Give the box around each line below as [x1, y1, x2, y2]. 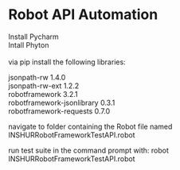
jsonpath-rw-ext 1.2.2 [8, 81, 80, 91]
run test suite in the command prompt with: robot [8, 145, 170, 155]
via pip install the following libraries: [8, 57, 126, 67]
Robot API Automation [8, 6, 158, 24]
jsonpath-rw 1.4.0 [8, 72, 66, 82]
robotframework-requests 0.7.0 [8, 106, 111, 116]
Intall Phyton [8, 40, 49, 49]
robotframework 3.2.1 [8, 89, 78, 99]
